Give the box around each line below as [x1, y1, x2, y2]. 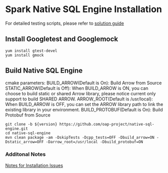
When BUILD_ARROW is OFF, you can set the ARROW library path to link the [5, 101, 163, 107]
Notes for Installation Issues [5, 162, 63, 168]
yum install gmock [5, 52, 44, 57]
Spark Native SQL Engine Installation [5, 4, 162, 15]
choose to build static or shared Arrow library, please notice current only [5, 90, 156, 96]
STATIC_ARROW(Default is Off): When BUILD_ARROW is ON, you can [5, 85, 149, 91]
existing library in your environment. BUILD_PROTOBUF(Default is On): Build [5, 106, 163, 112]
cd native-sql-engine [5, 130, 51, 136]
